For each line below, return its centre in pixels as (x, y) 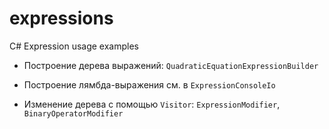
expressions (61, 18)
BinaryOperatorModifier (73, 113)
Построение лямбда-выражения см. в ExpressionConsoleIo (149, 84)
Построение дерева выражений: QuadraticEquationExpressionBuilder (171, 65)
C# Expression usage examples (74, 46)
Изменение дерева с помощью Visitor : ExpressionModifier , (152, 104)
